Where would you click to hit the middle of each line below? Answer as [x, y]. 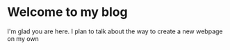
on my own [23, 38]
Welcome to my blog [67, 12]
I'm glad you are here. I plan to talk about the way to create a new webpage [115, 31]
